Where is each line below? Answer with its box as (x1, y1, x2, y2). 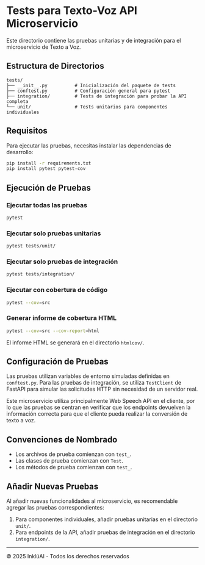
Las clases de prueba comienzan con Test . (15, 457, 124, 464)
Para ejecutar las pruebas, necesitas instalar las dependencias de (6, 141, 172, 149)
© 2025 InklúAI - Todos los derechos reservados (6, 553, 129, 560)
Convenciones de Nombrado (6, 434, 118, 445)
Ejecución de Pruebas (6, 182, 92, 193)
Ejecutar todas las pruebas (6, 201, 87, 209)
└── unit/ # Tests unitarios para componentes (6, 104, 168, 110)
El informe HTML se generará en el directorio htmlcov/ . (6, 339, 145, 346)
